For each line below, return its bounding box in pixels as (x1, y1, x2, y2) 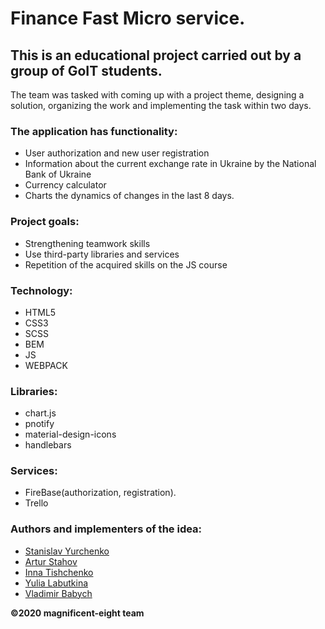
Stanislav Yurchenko (24, 545, 110, 557)
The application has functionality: (10, 124, 178, 138)
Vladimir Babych (24, 587, 93, 599)
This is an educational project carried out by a (10, 47, 302, 64)
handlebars (24, 439, 72, 451)
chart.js (24, 407, 57, 419)
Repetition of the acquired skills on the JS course (24, 258, 228, 271)
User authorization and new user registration (24, 147, 210, 159)
